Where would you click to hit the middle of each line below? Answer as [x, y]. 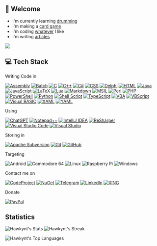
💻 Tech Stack [27, 62]
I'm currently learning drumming [45, 21]
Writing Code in [21, 76]
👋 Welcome [23, 9]
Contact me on [20, 173]
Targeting [15, 154]
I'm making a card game [37, 26]
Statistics [20, 217]
